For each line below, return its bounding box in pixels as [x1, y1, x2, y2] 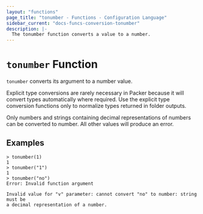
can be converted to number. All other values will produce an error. [6, 121, 174, 128]
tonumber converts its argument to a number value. [6, 78, 132, 85]
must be [6, 196, 26, 202]
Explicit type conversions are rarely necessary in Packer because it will [6, 89, 184, 97]
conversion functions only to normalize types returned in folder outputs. [6, 102, 187, 110]
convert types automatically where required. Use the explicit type [6, 96, 170, 103]
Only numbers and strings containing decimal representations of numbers [6, 114, 191, 121]
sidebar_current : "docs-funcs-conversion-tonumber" [6, 20, 140, 26]
